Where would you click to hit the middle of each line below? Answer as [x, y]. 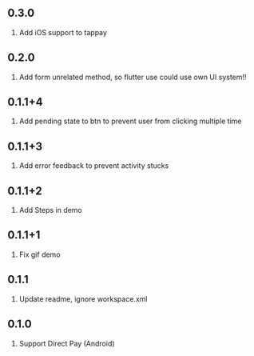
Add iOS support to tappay [63, 32]
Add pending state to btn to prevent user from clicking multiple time [130, 121]
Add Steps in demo [51, 210]
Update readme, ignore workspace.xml [83, 298]
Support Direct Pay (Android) [67, 343]
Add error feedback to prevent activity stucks [94, 166]
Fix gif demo [40, 254]
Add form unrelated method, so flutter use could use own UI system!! [133, 77]
